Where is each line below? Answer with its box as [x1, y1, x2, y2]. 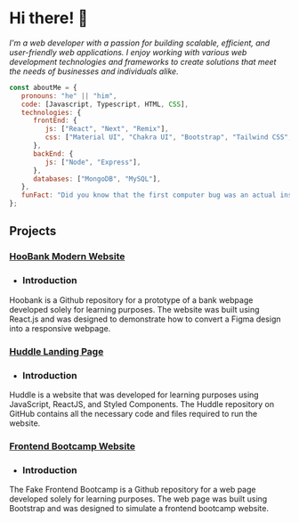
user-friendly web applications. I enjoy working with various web [9, 46, 247, 57]
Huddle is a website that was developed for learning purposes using [9, 389, 260, 400]
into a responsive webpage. [9, 322, 111, 333]
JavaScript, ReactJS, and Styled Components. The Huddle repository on [9, 398, 275, 409]
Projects [9, 224, 57, 239]
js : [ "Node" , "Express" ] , [44, 158, 141, 167]
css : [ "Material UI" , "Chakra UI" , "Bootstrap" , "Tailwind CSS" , [44, 133, 293, 142]
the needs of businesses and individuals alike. [9, 66, 180, 77]
